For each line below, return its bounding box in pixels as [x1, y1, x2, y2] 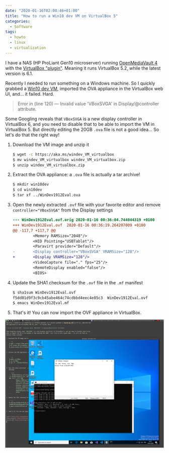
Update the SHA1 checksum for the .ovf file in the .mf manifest [12, 279, 143, 285]
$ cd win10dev [12, 187, 42, 192]
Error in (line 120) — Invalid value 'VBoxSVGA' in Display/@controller [17, 101, 159, 107]
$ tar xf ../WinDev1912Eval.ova [12, 193, 80, 198]
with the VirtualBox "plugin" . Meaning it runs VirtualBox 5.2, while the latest [5, 65, 161, 71]
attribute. [17, 106, 37, 112]
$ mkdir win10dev [12, 182, 49, 187]
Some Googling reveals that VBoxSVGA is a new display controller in [5, 116, 142, 122]
